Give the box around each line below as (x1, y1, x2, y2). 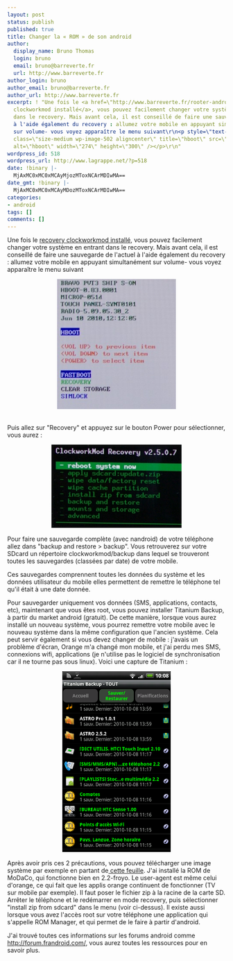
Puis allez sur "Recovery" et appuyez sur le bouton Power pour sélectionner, (7, 424, 225, 432)
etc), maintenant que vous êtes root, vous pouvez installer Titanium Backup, (7, 606, 225, 614)
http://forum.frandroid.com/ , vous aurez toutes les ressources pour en (7, 938, 208, 946)
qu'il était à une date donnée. (7, 585, 91, 594)
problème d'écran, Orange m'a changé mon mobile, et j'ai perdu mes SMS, (7, 643, 221, 651)
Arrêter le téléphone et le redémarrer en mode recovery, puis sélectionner (7, 895, 218, 904)
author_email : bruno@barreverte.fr (7, 84, 110, 92)
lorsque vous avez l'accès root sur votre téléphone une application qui (7, 910, 208, 919)
